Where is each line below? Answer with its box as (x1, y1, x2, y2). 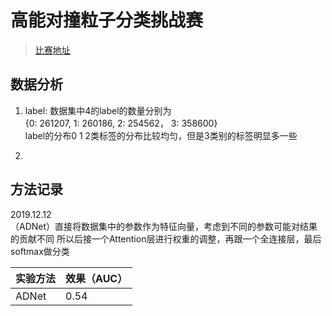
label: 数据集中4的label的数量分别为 (24, 104, 172, 116)
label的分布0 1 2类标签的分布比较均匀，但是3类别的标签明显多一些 (24, 129, 298, 141)
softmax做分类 (10, 245, 70, 257)
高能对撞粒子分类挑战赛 (10, 9, 204, 32)
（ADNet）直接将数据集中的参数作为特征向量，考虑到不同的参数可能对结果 (10, 220, 318, 232)
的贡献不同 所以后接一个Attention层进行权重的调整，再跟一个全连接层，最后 (10, 232, 322, 245)
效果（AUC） (65, 271, 128, 285)
